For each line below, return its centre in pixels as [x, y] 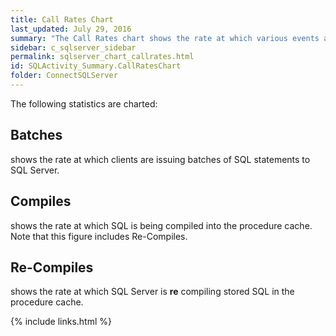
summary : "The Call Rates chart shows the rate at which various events [165, 38]
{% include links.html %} [61, 322]
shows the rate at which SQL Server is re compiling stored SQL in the [152, 292]
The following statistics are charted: [84, 103]
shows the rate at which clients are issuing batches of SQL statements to [160, 159]
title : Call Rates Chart [62, 19]
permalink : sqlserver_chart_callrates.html [102, 57]
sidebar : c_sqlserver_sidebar [73, 47]
